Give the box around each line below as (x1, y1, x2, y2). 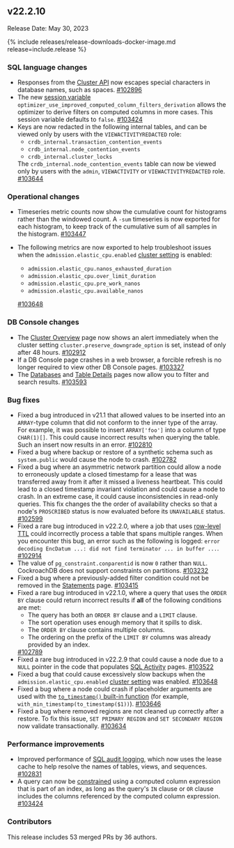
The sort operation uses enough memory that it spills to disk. (27, 618, 203, 626)
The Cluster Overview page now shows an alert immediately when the (17, 333, 219, 341)
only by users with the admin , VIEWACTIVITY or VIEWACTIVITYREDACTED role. (17, 167, 226, 176)
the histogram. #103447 (17, 230, 86, 238)
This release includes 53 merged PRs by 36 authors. (7, 833, 158, 841)
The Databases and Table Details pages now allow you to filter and (17, 370, 209, 378)
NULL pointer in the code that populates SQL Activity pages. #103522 (17, 663, 214, 671)
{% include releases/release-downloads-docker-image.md (7, 38, 176, 46)
